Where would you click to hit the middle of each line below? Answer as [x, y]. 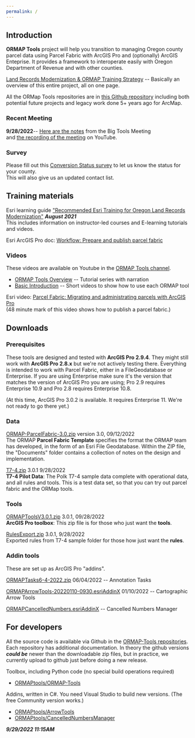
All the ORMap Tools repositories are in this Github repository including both [98, 97]
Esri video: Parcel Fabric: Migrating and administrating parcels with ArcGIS [96, 297]
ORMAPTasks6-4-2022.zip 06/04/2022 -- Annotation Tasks [79, 580]
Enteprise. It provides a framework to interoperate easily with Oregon [89, 61]
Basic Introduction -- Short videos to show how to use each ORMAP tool [102, 286]
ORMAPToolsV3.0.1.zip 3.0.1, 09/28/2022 [55, 517]
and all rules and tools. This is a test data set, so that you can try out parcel [97, 483]
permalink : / [22, 11]
